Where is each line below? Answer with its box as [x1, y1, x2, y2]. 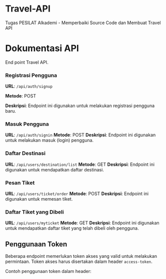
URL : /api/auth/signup [5, 83, 53, 89]
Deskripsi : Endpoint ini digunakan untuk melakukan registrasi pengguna [5, 103, 155, 109]
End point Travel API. [5, 59, 49, 65]
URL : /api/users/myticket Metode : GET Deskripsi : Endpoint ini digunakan [5, 220, 159, 226]
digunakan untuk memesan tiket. [5, 196, 73, 202]
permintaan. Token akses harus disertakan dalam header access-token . [5, 258, 152, 264]
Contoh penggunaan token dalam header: [5, 268, 92, 274]
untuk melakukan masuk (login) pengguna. [5, 137, 94, 143]
